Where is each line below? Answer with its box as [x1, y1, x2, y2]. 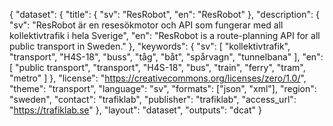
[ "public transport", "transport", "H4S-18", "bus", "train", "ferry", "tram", [9, 62, 306, 73]
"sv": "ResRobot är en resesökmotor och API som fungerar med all [9, 19, 284, 31]
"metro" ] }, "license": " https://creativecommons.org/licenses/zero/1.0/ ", [9, 72, 307, 84]
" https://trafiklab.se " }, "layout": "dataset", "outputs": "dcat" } [9, 104, 262, 116]
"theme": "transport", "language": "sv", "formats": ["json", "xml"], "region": [9, 83, 317, 94]
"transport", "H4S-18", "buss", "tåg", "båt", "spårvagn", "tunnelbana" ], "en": [9, 51, 324, 63]
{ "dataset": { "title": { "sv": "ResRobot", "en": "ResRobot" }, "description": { [9, 9, 320, 20]
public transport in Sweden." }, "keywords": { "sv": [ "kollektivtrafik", [9, 40, 291, 52]
